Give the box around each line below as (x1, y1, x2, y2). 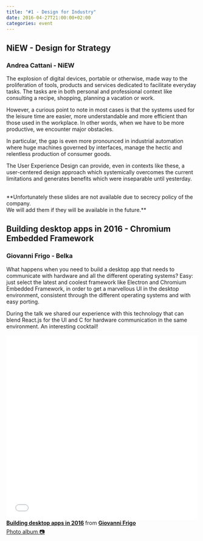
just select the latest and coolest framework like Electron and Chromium (6, 278, 187, 286)
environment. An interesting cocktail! (6, 322, 98, 330)
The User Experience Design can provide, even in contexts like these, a (6, 162, 185, 169)
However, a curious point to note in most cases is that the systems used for (6, 106, 195, 113)
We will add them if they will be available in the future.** (6, 207, 147, 214)
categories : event (6, 20, 53, 26)
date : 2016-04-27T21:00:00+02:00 (6, 15, 91, 21)
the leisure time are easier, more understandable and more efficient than (6, 113, 187, 120)
